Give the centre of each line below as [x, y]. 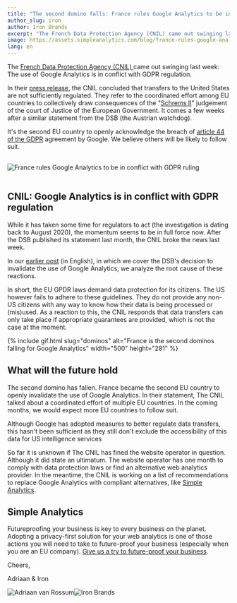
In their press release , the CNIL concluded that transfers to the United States [119, 88]
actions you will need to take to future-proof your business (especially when [118, 544]
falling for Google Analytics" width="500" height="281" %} [93, 348]
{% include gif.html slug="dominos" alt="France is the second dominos [111, 340]
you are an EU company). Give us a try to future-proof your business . [108, 551]
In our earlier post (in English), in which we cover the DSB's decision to [110, 261]
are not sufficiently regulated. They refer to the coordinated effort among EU [118, 95]
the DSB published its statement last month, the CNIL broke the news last [114, 239]
